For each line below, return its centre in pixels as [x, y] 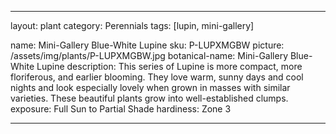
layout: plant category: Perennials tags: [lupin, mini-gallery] [132, 25]
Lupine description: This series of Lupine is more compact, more [169, 66]
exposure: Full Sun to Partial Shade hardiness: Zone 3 [121, 109]
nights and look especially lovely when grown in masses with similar [150, 87]
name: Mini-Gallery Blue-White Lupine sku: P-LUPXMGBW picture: [147, 45]
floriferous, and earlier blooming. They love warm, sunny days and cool [157, 77]
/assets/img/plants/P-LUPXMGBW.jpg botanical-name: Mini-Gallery [149, 55]
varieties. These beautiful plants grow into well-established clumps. [149, 98]
